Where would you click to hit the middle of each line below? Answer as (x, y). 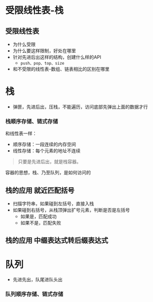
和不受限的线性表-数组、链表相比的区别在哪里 (61, 69)
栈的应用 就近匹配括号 (40, 190)
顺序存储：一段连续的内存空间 (44, 145)
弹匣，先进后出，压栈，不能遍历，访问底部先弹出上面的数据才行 (80, 107)
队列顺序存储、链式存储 (34, 294)
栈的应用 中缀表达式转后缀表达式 (57, 241)
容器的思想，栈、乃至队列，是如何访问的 (48, 173)
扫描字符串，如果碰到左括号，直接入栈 (53, 204)
